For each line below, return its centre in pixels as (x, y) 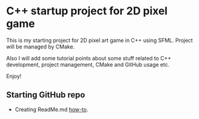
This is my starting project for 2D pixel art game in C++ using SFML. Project (99, 40)
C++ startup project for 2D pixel (87, 11)
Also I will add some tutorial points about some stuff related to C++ (89, 58)
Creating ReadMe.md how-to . (52, 109)
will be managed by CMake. (40, 47)
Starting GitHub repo (46, 95)
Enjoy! (14, 76)
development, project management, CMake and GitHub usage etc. (88, 65)
